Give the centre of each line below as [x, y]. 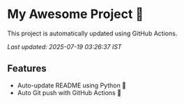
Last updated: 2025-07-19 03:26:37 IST [64, 46]
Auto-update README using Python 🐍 [72, 85]
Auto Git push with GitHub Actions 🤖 [69, 92]
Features [27, 69]
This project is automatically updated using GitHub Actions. [92, 33]
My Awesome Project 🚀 [76, 14]
